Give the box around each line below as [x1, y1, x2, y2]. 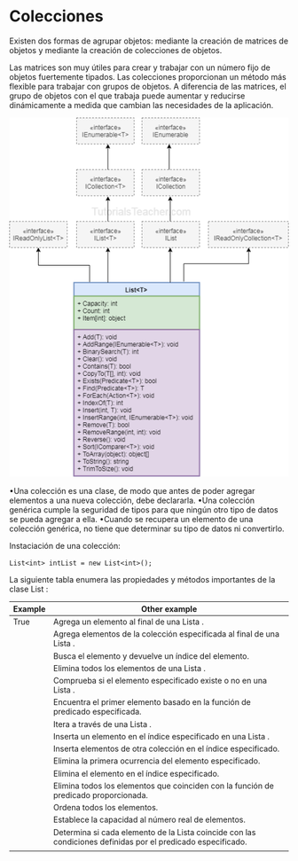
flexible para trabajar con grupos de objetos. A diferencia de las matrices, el [9, 81, 286, 91]
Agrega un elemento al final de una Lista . [52, 616, 204, 627]
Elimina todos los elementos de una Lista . [52, 662, 206, 673]
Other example [140, 603, 198, 614]
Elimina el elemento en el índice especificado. [52, 768, 220, 779]
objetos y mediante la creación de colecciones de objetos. [9, 44, 223, 55]
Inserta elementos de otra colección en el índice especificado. [52, 743, 280, 755]
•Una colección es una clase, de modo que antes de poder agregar [9, 486, 255, 497]
